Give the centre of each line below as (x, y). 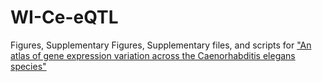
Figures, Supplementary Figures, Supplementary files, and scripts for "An (161, 45)
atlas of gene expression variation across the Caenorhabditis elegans (153, 55)
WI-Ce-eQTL (64, 17)
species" (28, 66)
